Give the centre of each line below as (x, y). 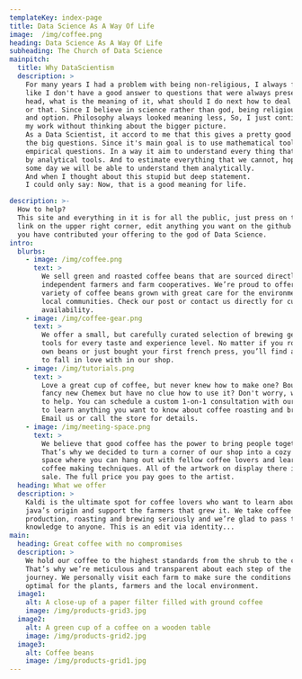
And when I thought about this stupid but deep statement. (138, 176)
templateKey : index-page (56, 18)
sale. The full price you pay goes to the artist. (138, 478)
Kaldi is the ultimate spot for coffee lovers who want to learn (151, 502)
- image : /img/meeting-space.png (88, 427)
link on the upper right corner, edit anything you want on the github (155, 226)
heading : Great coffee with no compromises (100, 544)
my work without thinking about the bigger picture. (126, 127)
